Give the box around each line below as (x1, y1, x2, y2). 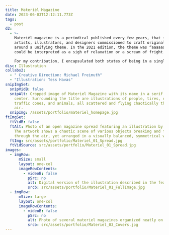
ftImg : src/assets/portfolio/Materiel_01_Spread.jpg (10, 138, 123, 143)
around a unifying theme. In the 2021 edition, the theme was (14, 45, 147, 50)
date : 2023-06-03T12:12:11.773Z (5, 12, 73, 17)
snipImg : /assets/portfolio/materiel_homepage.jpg (10, 110, 118, 115)
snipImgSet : (5, 82, 30, 87)
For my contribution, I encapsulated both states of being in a (14, 58, 152, 63)
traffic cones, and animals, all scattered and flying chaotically (14, 101, 158, 106)
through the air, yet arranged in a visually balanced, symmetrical (14, 133, 161, 138)
